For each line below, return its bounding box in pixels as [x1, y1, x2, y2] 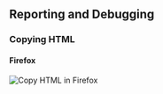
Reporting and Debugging [9, 7, 155, 22]
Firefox [9, 54, 36, 65]
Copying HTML [9, 33, 75, 46]
